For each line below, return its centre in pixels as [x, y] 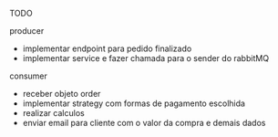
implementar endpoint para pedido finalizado [107, 48]
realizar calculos [53, 113]
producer [27, 31]
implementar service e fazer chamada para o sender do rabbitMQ [146, 58]
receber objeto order [62, 94]
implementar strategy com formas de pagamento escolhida [134, 103]
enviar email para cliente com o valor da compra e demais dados [144, 123]
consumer [29, 76]
